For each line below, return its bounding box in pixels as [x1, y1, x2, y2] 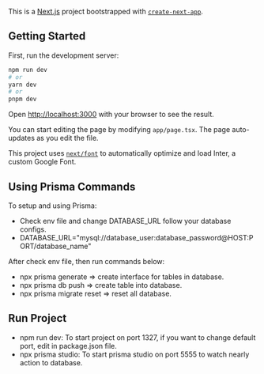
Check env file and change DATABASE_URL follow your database [19, 217, 232, 225]
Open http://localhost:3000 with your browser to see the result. [8, 110, 215, 119]
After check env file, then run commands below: [8, 257, 165, 266]
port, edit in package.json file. [19, 341, 117, 350]
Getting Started [8, 29, 86, 43]
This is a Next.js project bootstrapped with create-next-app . [8, 7, 204, 16]
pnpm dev [8, 95, 37, 104]
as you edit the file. [36, 134, 99, 143]
